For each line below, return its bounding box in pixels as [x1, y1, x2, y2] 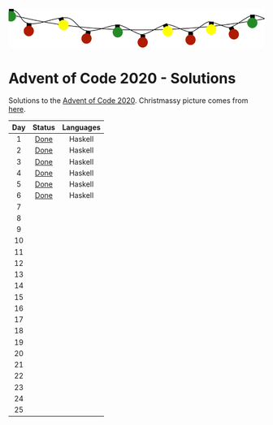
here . [8, 105, 26, 114]
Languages [62, 122, 102, 132]
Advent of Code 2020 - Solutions [8, 69, 236, 88]
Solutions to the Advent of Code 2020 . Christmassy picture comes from [8, 96, 249, 105]
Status [32, 122, 55, 132]
